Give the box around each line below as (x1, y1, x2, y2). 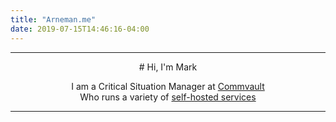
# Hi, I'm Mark (138, 61, 198, 73)
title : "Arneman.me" (10, 14, 97, 25)
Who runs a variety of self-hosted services (79, 91, 257, 103)
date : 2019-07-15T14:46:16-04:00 (10, 24, 150, 34)
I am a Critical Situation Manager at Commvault (71, 80, 265, 92)
